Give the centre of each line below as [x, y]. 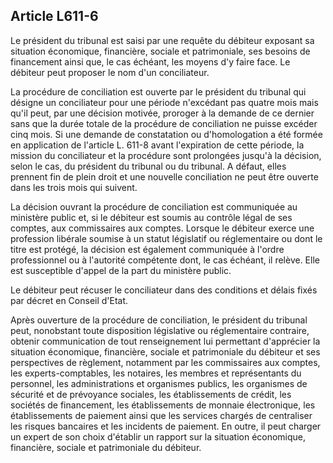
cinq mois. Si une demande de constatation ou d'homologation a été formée [166, 134]
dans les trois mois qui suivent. [74, 187]
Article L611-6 [54, 16]
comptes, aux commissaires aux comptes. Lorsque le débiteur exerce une [162, 228]
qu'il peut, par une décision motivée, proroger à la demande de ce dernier [162, 113]
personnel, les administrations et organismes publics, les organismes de [159, 383]
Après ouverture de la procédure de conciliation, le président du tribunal [159, 320]
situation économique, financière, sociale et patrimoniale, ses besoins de [160, 51]
